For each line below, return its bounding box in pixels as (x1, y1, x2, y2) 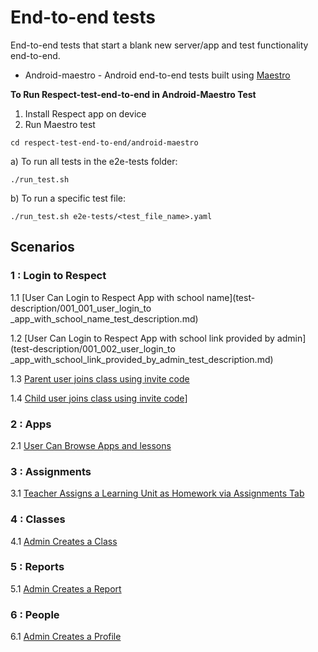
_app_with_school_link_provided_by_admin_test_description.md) (10, 353, 274, 365)
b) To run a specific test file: (10, 192, 126, 204)
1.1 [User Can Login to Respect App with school (10, 291, 205, 303)
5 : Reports (10, 560, 65, 574)
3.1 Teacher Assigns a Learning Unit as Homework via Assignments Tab (10, 487, 305, 500)
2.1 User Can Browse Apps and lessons (10, 439, 172, 451)
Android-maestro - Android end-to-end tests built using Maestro (24, 69, 291, 81)
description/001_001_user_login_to (10, 302, 152, 314)
